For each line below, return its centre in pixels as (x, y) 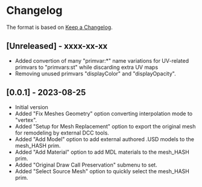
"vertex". (26, 120)
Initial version (31, 107)
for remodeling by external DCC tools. (62, 133)
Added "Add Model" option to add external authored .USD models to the (105, 139)
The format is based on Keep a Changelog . (59, 27)
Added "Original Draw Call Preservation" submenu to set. (86, 165)
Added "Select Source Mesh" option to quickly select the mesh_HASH (102, 171)
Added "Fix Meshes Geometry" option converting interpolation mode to (104, 113)
